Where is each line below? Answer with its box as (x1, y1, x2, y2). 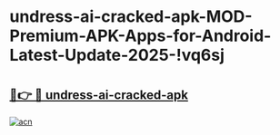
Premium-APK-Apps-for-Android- (9, 25, 272, 46)
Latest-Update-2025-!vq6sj (9, 45, 225, 65)
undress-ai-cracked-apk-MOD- (9, 6, 253, 27)
